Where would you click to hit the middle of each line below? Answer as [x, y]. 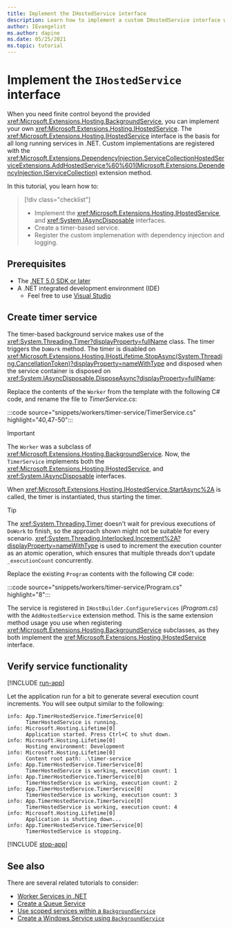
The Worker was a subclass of [49, 447]
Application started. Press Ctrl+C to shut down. [98, 734]
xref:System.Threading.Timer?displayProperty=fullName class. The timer [111, 341]
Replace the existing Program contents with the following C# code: [101, 574]
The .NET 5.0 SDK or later [54, 280]
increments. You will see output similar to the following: [86, 704]
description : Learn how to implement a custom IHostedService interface [114, 20]
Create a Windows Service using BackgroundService [91, 919]
